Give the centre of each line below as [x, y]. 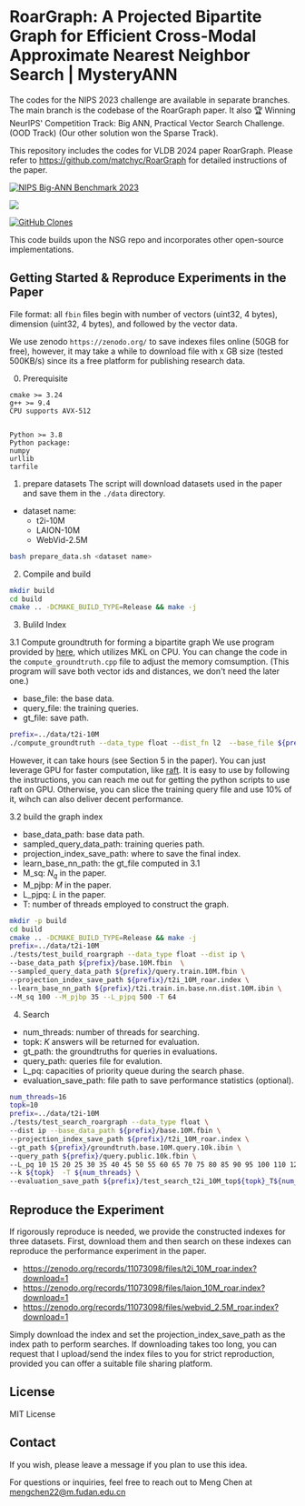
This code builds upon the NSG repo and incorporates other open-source [147, 239]
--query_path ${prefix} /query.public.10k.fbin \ [103, 1156]
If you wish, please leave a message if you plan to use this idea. [128, 1464]
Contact [33, 1443]
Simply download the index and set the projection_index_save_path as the [148, 1334]
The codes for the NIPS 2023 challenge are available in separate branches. [150, 100]
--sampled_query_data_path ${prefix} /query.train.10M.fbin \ [128, 972]
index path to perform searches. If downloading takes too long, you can [143, 1344]
